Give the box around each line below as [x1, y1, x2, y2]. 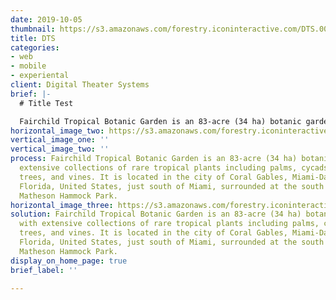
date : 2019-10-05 [10, 14, 83, 25]
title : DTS [10, 33, 56, 43]
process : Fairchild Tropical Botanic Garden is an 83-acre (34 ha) [10, 154, 298, 164]
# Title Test [19, 98, 74, 108]
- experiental [10, 71, 70, 81]
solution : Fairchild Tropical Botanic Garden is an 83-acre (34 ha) [10, 209, 302, 220]
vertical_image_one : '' [10, 135, 110, 145]
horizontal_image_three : [10, 200, 114, 210]
